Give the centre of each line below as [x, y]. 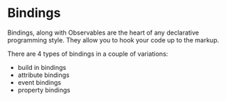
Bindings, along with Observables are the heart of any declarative [103, 32]
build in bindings [42, 67]
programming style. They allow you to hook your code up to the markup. [113, 40]
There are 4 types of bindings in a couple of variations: [88, 54]
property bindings [44, 90]
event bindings [39, 82]
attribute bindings [43, 75]
